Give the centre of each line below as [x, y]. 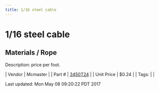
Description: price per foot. [33, 65]
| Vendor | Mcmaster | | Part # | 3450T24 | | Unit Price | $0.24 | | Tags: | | [80, 74]
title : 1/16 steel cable [31, 10]
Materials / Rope [31, 53]
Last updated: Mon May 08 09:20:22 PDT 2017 [53, 84]
